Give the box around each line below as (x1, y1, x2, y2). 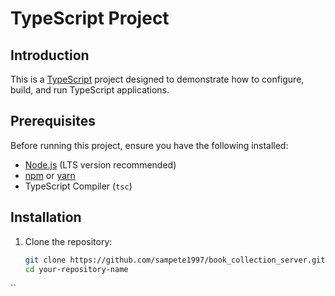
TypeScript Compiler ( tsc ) (24, 180, 133, 192)
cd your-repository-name (24, 264, 129, 274)
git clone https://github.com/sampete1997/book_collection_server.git (24, 255, 326, 265)
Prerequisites (10, 113, 96, 130)
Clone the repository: (24, 235, 113, 247)
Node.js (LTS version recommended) (24, 158, 177, 171)
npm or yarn (24, 169, 76, 181)
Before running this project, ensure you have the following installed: (10, 139, 289, 151)
